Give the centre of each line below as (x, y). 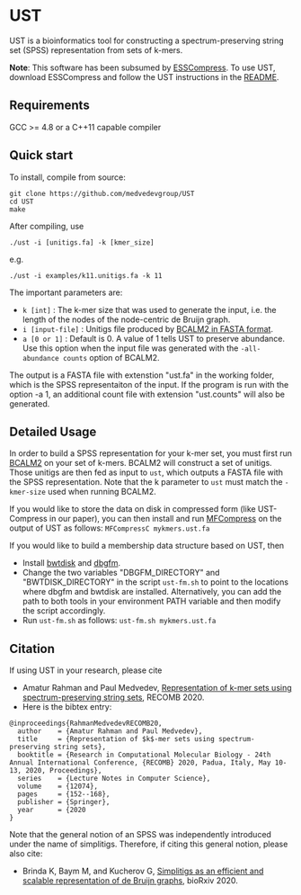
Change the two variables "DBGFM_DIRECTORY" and (121, 573)
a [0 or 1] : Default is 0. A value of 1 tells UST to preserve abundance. (154, 338)
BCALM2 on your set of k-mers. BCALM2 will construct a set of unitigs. (141, 463)
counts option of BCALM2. (111, 357)
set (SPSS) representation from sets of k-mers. (96, 49)
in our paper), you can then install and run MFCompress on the (165, 519)
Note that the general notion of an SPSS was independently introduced (141, 835)
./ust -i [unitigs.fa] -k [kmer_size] (82, 242)
